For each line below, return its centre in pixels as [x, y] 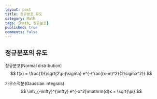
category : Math [20, 18]
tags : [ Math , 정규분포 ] [27, 23]
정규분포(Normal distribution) [33, 66]
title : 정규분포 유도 [24, 14]
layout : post [18, 9]
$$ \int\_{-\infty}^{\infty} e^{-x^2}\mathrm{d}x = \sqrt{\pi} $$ [81, 91]
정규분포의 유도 [26, 53]
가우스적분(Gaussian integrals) [35, 83]
